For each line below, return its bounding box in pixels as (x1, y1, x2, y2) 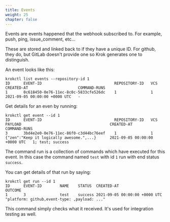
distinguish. (5, 57, 29, 63)
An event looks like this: (5, 67, 55, 73)
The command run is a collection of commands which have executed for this (5, 148, 165, 155)
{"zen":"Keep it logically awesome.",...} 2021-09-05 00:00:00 (5, 135, 153, 140)
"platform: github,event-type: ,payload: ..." (5, 197, 106, 202)
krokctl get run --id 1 (5, 179, 56, 184)
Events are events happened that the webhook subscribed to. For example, (5, 31, 162, 37)
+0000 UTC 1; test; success (5, 140, 70, 145)
